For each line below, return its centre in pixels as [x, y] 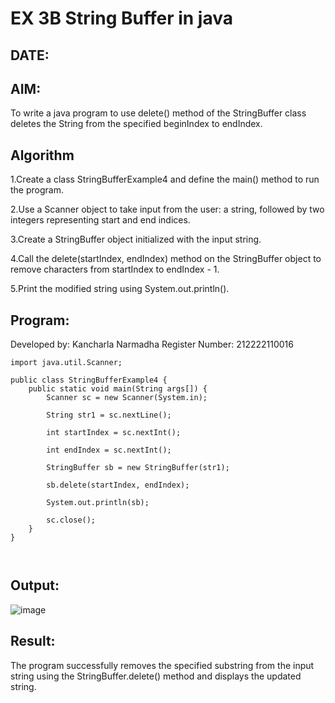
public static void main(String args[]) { [118, 389]
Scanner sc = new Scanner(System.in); [127, 398]
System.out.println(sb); [98, 503]
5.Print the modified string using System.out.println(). [120, 289]
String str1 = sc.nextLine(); [109, 415]
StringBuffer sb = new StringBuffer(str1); [138, 468]
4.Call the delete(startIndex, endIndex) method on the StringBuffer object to [166, 259]
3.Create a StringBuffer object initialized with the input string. [136, 239]
